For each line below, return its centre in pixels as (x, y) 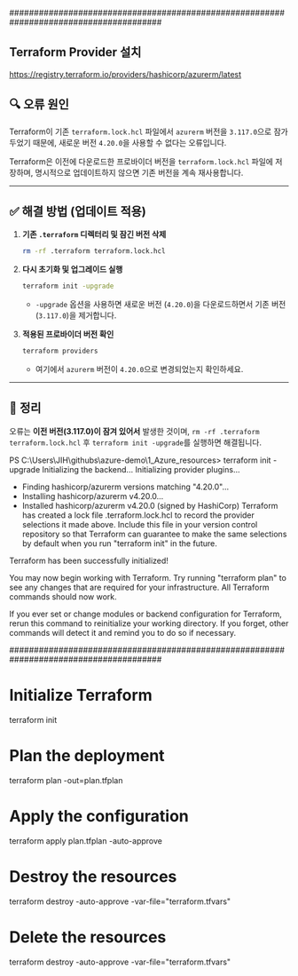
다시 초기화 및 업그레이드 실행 (72, 269)
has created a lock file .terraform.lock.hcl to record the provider (138, 515)
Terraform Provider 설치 (75, 52)
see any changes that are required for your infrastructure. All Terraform (139, 587)
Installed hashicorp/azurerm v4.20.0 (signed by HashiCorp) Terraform (150, 505)
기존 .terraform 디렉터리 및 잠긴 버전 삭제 (94, 234)
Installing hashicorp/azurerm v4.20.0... (93, 496)
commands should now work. (63, 596)
